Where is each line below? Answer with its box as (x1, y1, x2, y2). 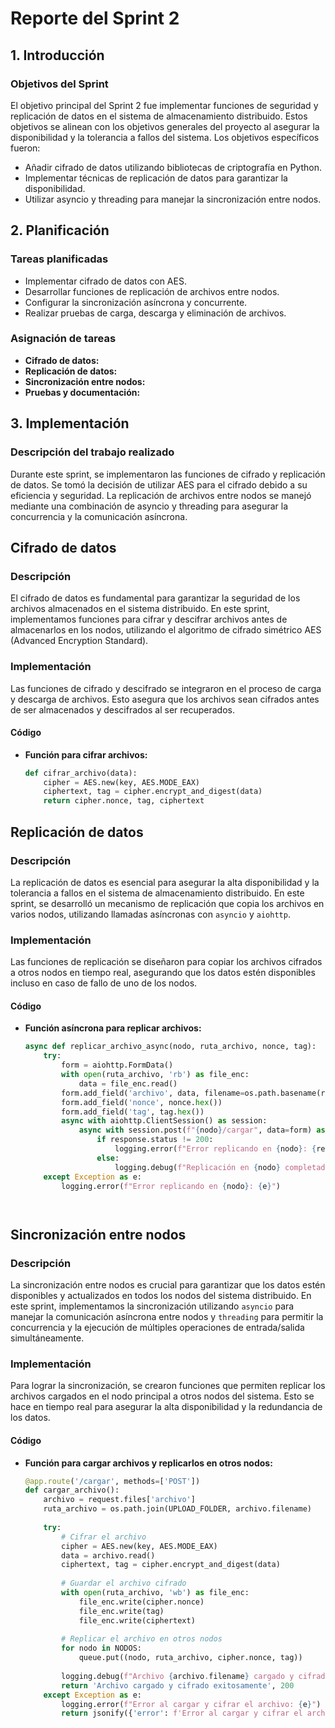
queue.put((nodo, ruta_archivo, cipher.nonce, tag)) (78, 1653, 303, 1663)
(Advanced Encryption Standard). (10, 635, 149, 647)
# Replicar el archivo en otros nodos (61, 1634, 223, 1644)
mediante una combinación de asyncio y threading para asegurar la (10, 500, 289, 512)
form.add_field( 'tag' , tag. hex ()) (61, 1107, 205, 1117)
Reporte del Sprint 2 (10, 7, 180, 30)
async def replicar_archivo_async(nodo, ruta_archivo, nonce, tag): (24, 1042, 317, 1052)
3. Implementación (10, 415, 130, 432)
